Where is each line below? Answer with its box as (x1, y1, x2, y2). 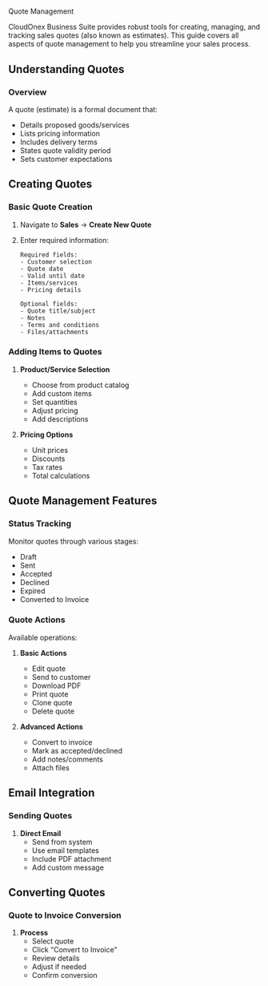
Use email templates (31, 845, 100, 855)
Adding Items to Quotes (8, 346, 102, 358)
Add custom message (31, 863, 104, 872)
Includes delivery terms (19, 137, 98, 147)
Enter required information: (19, 235, 110, 244)
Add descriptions (31, 414, 89, 423)
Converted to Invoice (19, 594, 90, 604)
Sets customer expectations (19, 154, 113, 164)
